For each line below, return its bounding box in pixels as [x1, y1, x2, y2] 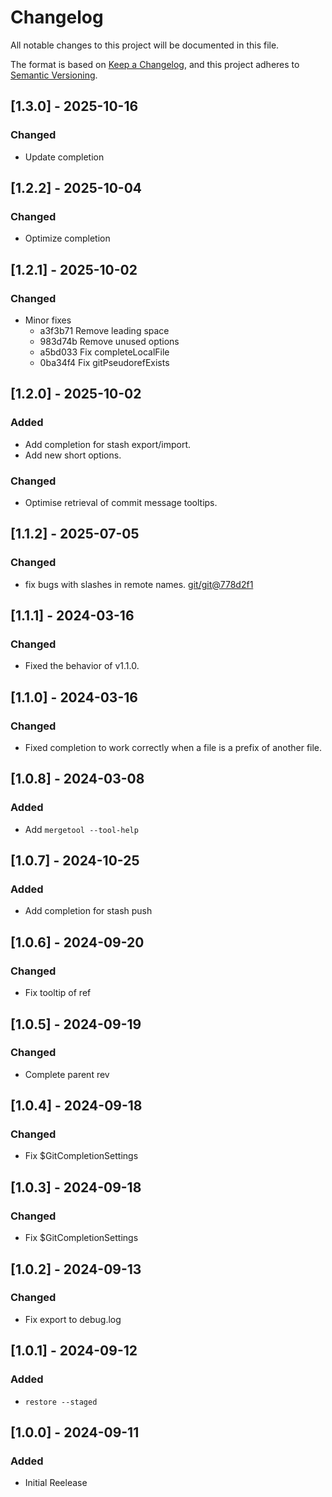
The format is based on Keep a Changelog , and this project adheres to [10, 58, 300, 70]
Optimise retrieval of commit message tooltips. [24, 496, 218, 508]
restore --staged [24, 1397, 98, 1407]
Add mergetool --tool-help [24, 823, 139, 835]
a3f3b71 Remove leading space [39, 325, 170, 336]
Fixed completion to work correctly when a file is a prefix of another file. [24, 742, 323, 754]
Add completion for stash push [24, 905, 153, 917]
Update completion [24, 151, 105, 163]
